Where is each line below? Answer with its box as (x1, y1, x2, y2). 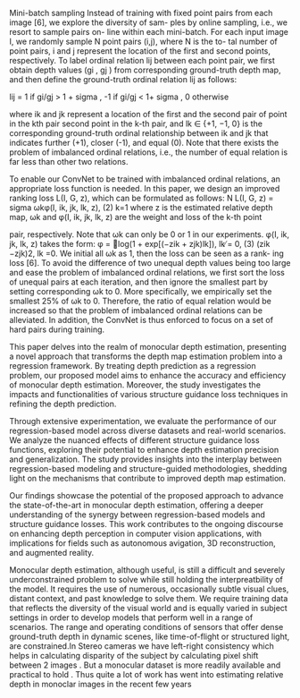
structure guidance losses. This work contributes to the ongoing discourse (9, 519, 284, 529)
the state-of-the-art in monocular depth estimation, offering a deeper (9, 500, 264, 510)
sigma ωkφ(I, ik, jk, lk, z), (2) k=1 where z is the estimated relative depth (9, 202, 273, 213)
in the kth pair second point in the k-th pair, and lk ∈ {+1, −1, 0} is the (9, 118, 263, 129)
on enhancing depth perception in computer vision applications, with (9, 528, 262, 539)
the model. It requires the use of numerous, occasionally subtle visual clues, (9, 583, 289, 594)
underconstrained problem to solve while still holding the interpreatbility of (9, 575, 284, 584)
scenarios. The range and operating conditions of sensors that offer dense (9, 622, 284, 632)
